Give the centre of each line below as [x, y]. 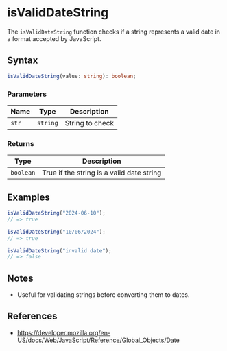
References [32, 316]
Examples [28, 197]
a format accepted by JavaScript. [54, 38]
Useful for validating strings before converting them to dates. [103, 295]
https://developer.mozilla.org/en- [64, 332]
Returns [21, 143]
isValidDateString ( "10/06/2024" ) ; [57, 232]
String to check [89, 123]
